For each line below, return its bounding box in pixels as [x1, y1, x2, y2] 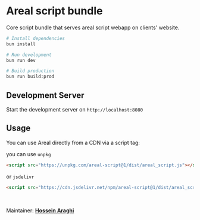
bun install [6, 41, 36, 47]
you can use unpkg [6, 150, 51, 157]
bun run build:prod [6, 73, 55, 80]
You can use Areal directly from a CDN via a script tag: [6, 139, 140, 146]
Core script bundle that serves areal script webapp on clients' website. [6, 24, 180, 31]
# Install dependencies [6, 35, 65, 41]
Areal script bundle [6, 4, 103, 18]
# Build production [6, 68, 55, 74]
